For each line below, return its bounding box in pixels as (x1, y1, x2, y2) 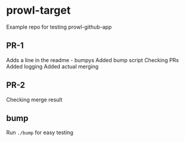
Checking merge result (6, 96, 63, 103)
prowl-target (6, 4, 71, 17)
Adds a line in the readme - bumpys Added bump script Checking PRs (6, 56, 180, 63)
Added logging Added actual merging (6, 63, 99, 70)
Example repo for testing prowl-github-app (6, 23, 112, 30)
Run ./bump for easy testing (6, 129, 74, 136)
